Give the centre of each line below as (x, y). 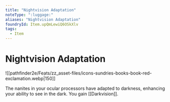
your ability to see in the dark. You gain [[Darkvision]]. (62, 94)
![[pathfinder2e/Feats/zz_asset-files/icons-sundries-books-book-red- (79, 73)
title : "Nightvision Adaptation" (41, 10)
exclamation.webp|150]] (31, 78)
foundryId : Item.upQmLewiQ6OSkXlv (42, 24)
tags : (11, 29)
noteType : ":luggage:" (29, 15)
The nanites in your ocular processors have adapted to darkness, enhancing (85, 88)
